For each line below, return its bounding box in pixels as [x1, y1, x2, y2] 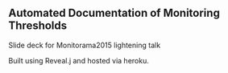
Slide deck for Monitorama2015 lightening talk [8, 40, 161, 50]
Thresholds [8, 19, 68, 33]
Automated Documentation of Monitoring [8, 6, 220, 20]
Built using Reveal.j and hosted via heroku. [8, 55, 149, 65]
